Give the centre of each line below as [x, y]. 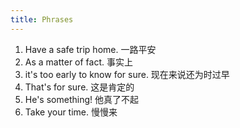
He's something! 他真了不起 [81, 99]
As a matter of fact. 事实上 [78, 62]
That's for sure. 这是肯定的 [79, 87]
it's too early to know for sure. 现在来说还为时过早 [127, 74]
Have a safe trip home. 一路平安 [90, 49]
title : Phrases [42, 19]
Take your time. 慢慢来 [71, 112]
